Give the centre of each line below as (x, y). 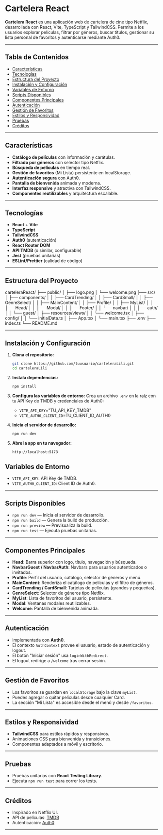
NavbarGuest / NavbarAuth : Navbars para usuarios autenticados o (79, 567)
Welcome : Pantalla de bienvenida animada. (55, 608)
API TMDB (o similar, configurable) (47, 250)
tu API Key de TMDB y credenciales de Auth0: (58, 401)
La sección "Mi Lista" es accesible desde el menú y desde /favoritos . (82, 702)
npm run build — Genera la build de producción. (60, 520)
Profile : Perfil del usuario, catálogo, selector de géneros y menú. (77, 577)
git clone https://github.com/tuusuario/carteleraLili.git (73, 364)
